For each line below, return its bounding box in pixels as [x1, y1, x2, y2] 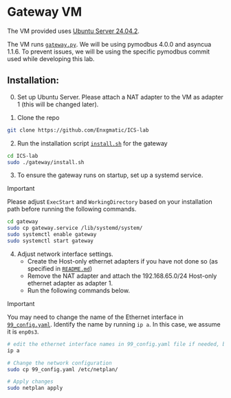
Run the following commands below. [27, 286, 131, 294]
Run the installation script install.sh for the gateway [16, 139, 168, 148]
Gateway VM [7, 4, 82, 20]
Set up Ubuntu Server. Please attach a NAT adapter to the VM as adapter [16, 93, 223, 101]
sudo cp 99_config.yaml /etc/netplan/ [7, 366, 118, 373]
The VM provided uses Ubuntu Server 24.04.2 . [7, 27, 140, 35]
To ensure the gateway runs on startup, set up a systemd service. [16, 171, 203, 179]
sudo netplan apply [7, 385, 63, 392]
